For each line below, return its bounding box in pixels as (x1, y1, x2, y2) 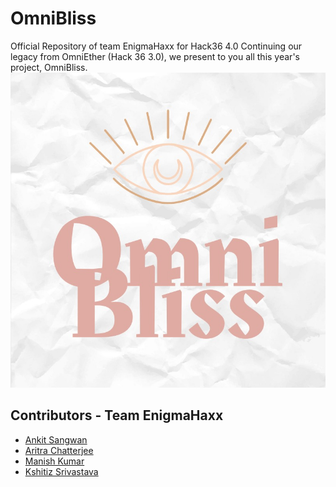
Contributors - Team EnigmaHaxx (10, 407, 224, 424)
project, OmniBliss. (10, 61, 88, 73)
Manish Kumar (24, 455, 85, 467)
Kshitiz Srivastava (24, 465, 99, 477)
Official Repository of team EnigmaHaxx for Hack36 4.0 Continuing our (10, 40, 303, 52)
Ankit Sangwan (24, 433, 88, 446)
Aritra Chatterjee (24, 444, 94, 456)
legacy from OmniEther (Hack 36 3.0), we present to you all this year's (10, 50, 300, 62)
